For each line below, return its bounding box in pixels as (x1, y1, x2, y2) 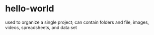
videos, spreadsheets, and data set (5, 24, 77, 30)
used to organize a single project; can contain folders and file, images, (5, 19, 149, 25)
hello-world (5, 3, 55, 14)
